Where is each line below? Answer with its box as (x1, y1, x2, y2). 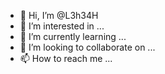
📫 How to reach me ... (19, 53, 113, 64)
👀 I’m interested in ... (19, 20, 105, 32)
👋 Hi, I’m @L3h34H (19, 10, 99, 21)
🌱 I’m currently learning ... (19, 31, 127, 42)
